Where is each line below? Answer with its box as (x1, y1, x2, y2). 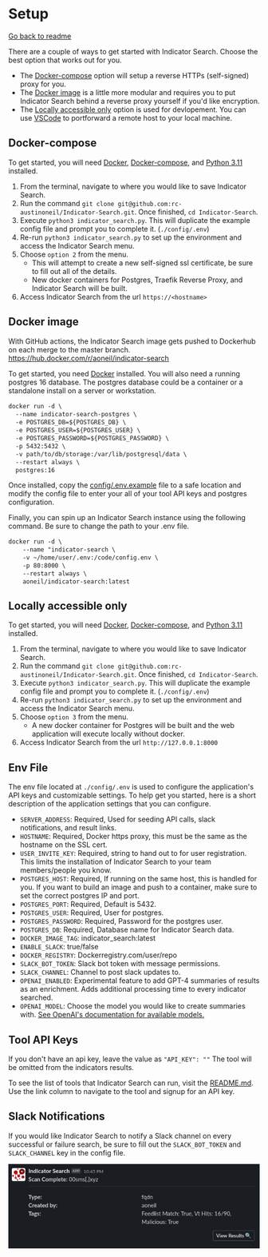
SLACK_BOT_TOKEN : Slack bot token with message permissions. (19, 959, 221, 969)
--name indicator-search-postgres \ (15, 410, 137, 418)
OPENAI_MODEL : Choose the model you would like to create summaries (19, 1001, 246, 1011)
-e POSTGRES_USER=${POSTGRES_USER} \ (15, 426, 141, 434)
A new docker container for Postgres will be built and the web (31, 721, 235, 730)
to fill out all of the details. (31, 266, 117, 276)
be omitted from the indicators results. (8, 1063, 134, 1072)
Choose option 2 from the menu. (19, 249, 129, 259)
